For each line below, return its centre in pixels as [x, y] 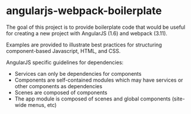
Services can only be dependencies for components [78, 73]
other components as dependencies [58, 86]
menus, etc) [42, 105]
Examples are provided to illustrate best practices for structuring [84, 45]
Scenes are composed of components [61, 92]
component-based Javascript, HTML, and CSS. [63, 51]
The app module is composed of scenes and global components [93, 99]
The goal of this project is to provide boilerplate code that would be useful [96, 27]
